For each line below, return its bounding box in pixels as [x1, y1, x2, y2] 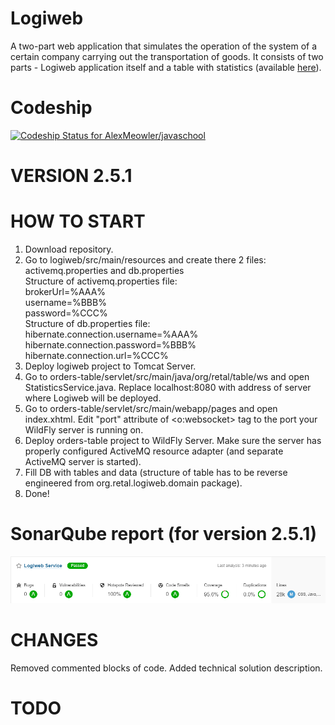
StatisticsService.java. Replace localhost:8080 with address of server [24, 382, 312, 393]
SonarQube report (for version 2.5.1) [10, 523, 317, 546]
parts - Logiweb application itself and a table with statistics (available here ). [10, 61, 322, 73]
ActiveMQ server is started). [24, 456, 142, 467]
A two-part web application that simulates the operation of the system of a [10, 40, 318, 52]
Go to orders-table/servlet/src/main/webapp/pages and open [24, 403, 278, 414]
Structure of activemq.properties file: [24, 275, 178, 287]
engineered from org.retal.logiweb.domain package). [24, 477, 243, 489]
